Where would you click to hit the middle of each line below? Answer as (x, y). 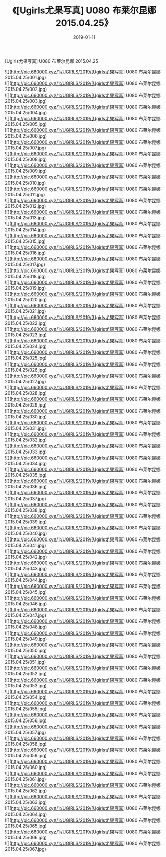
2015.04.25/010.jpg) (25, 183)
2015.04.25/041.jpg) (25, 545)
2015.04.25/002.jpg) (26, 89)
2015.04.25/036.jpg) (26, 486)
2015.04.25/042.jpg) (26, 557)
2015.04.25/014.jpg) (25, 229)
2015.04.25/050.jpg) (26, 650)
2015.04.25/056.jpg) (26, 720)
